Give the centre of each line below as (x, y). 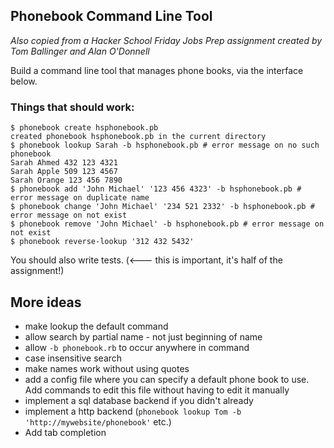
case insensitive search (73, 358)
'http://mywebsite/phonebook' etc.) (98, 421)
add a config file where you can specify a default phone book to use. (167, 379)
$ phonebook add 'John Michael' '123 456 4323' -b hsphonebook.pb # (156, 189)
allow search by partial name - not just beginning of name (143, 336)
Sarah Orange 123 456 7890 (66, 180)
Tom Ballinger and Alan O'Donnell (80, 51)
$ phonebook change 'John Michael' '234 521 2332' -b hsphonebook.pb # (162, 207)
